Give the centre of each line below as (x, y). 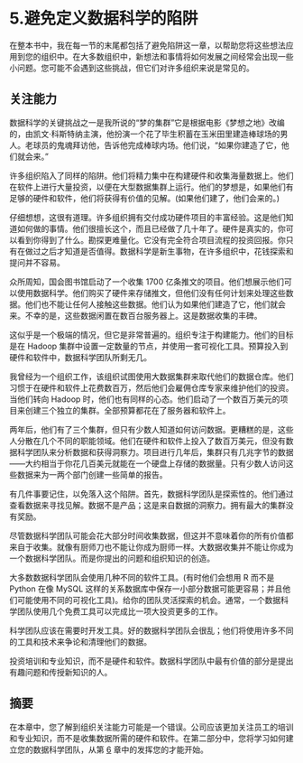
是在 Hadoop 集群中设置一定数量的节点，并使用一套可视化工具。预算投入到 (149, 346)
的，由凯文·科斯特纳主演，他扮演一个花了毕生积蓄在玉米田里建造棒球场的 (145, 134)
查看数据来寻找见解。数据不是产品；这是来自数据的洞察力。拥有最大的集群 (147, 505)
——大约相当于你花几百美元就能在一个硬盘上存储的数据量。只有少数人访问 (147, 463)
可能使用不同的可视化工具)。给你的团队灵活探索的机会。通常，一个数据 (149, 600)
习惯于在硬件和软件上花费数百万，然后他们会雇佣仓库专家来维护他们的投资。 (151, 387)
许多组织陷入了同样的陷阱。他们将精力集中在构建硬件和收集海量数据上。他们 (151, 175)
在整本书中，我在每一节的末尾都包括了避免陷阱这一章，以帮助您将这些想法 (147, 45)
